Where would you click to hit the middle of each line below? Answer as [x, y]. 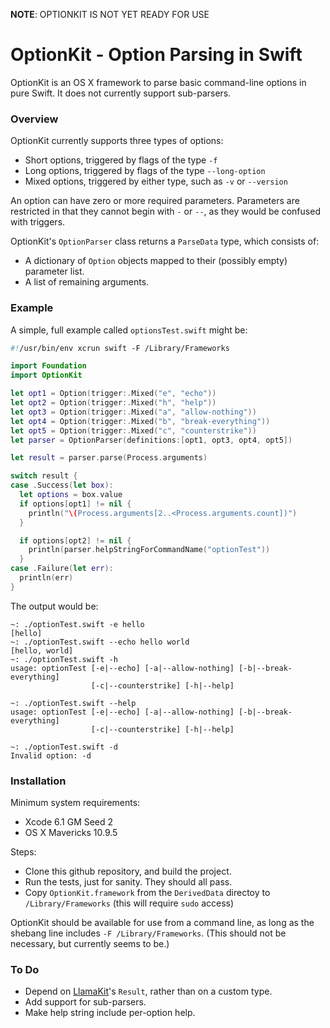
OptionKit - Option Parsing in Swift [156, 55]
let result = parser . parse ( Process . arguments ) [109, 458]
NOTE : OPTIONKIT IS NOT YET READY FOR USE [110, 14]
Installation [38, 781]
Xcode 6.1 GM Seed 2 [69, 822]
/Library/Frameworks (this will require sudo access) [129, 903]
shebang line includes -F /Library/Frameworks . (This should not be [148, 933]
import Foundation [48, 366]
